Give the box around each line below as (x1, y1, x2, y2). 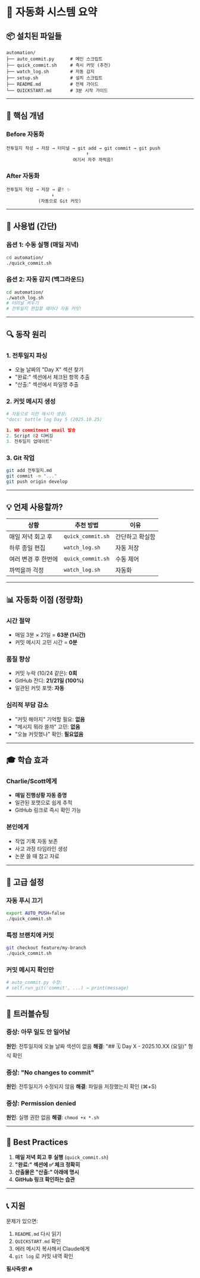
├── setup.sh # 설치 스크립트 (6, 75, 103, 81)
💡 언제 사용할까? (6, 502, 64, 512)
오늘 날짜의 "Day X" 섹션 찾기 (14, 365, 84, 373)
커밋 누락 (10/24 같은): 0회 (14, 670, 77, 677)
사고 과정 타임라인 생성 (14, 845, 68, 852)
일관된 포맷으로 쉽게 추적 (14, 799, 73, 807)
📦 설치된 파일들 (6, 31, 62, 41)
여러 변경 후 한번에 (9, 555, 58, 563)
